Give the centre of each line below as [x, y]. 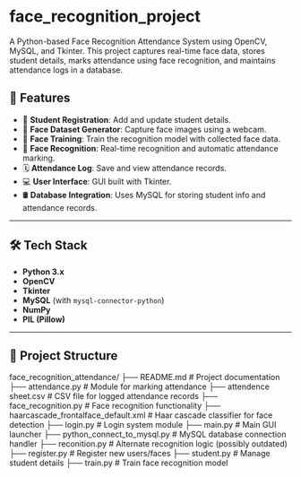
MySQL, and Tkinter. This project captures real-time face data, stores [138, 50]
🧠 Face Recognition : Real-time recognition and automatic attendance [150, 148]
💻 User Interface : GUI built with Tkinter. [97, 181]
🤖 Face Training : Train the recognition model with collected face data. [151, 139]
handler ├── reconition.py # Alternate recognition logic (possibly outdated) [149, 444]
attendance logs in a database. [66, 70]
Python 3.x [43, 272]
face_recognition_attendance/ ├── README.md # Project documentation [145, 377]
